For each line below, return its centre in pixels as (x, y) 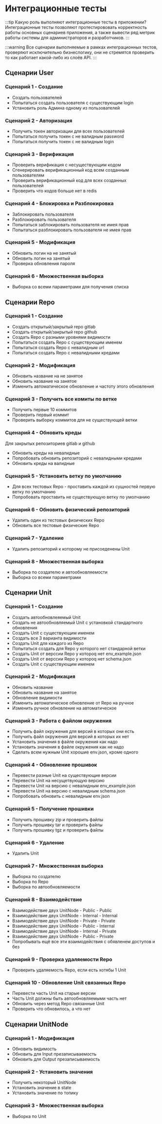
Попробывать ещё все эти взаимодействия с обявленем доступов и (83, 941)
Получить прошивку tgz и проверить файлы (58, 830)
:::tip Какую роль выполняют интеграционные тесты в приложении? (76, 22)
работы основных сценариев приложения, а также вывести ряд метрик (80, 32)
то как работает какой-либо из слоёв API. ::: (51, 57)
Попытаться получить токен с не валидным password (68, 136)
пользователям (28, 175)
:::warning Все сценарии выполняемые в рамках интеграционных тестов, (81, 47)
